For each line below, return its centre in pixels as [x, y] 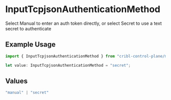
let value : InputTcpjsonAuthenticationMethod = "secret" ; [68, 65]
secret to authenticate [28, 28]
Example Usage [31, 45]
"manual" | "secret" [27, 93]
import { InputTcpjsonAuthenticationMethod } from [60, 56]
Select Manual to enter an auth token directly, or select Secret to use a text [83, 23]
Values [17, 81]
